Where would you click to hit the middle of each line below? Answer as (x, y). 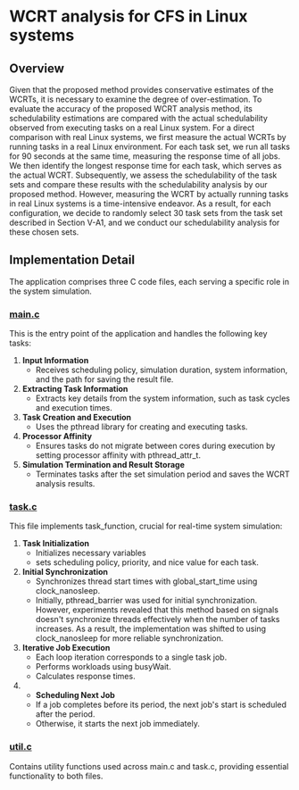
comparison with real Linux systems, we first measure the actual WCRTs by (148, 137)
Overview (37, 68)
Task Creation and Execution (77, 418)
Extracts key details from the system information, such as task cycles (162, 398)
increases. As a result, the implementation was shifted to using (150, 629)
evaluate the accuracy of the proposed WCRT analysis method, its (131, 108)
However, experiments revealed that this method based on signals (157, 610)
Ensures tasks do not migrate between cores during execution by (155, 446)
